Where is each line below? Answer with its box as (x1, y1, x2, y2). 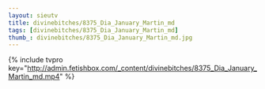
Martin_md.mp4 (8, 72, 60, 81)
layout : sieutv (8, 11, 59, 20)
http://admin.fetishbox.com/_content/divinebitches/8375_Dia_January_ (27, 64, 257, 73)
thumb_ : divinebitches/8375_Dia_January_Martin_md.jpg (8, 33, 193, 42)
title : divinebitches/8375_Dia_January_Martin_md (8, 19, 176, 27)
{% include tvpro (8, 55, 63, 65)
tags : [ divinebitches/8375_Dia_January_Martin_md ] (8, 26, 179, 34)
